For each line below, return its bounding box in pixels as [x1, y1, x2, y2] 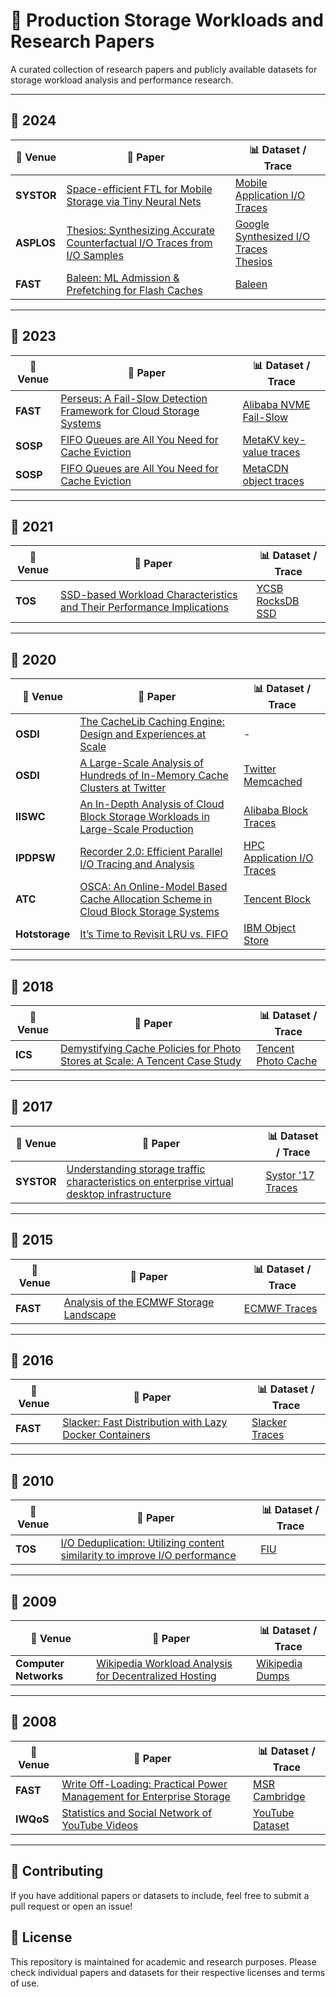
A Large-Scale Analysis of [79, 756, 204, 770]
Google [234, 217, 270, 231]
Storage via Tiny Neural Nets [66, 194, 202, 208]
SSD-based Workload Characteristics [60, 588, 238, 602]
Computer [15, 1657, 65, 1671]
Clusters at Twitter [79, 781, 167, 795]
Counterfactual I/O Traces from [66, 235, 213, 249]
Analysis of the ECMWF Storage [63, 1295, 215, 1309]
